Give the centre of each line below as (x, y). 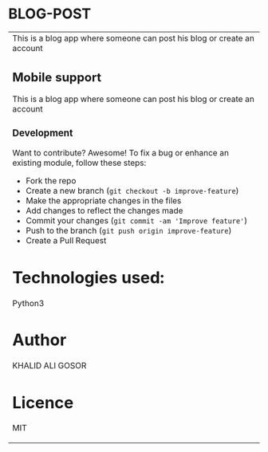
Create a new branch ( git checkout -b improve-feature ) (132, 191)
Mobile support (57, 77)
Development (43, 133)
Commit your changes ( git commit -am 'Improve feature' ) (137, 221)
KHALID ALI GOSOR (49, 365)
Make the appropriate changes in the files (104, 201)
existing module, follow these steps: (79, 163)
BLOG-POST (50, 14)
